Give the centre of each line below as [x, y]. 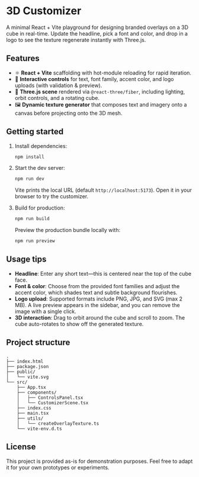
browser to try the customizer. [52, 196]
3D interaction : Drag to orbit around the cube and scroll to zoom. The [100, 317]
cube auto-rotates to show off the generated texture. [79, 324]
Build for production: [40, 208]
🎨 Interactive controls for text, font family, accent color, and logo [94, 79]
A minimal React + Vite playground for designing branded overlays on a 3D [97, 27]
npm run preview [35, 241]
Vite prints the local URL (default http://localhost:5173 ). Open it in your [103, 190]
